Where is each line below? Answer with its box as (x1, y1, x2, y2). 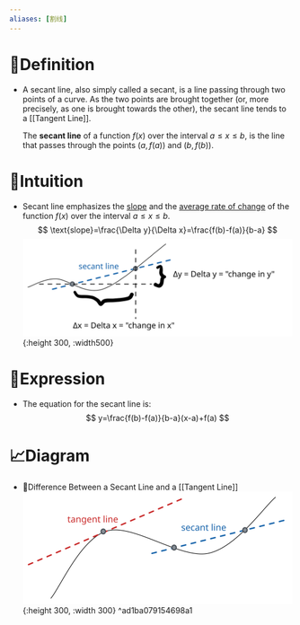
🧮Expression (9, 369, 106, 390)
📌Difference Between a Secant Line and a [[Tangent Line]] (22, 481, 238, 492)
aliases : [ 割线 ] (9, 14, 67, 23)
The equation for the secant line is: (22, 398, 152, 409)
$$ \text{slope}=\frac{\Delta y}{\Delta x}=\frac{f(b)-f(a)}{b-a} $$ (37, 224, 278, 235)
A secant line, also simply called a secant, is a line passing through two (22, 84, 286, 94)
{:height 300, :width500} (22, 338, 114, 348)
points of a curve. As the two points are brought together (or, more (22, 93, 269, 104)
